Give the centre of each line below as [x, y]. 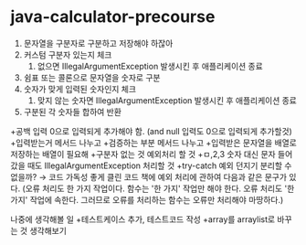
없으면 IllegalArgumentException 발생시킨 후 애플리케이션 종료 [150, 66]
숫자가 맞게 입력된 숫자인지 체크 [79, 89]
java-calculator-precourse [113, 17]
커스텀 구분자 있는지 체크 [68, 54]
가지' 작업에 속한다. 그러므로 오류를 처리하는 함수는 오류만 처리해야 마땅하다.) [147, 199]
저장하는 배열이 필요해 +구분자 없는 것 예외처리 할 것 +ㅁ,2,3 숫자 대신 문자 [143, 154]
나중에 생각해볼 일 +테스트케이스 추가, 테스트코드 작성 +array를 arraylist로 [143, 219]
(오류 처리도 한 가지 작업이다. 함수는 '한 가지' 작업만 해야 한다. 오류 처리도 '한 [158, 188]
